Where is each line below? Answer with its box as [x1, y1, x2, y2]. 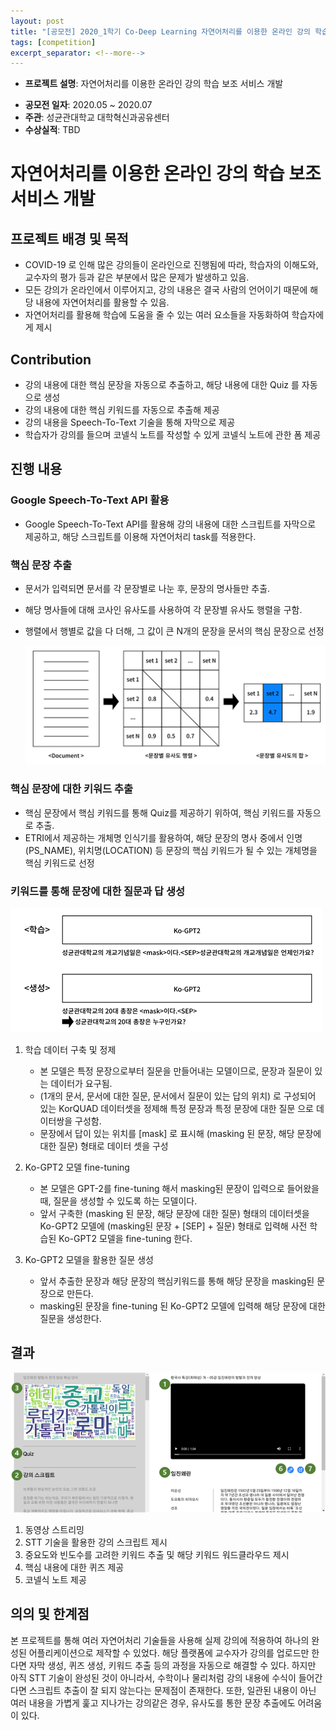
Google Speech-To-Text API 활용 [10, 493, 170, 507]
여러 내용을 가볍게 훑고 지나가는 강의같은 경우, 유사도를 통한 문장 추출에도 [10, 1696, 296, 1709]
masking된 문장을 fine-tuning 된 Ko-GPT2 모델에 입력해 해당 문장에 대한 [39, 1300, 326, 1312]
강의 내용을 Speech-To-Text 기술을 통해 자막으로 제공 [24, 416, 236, 429]
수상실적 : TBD [24, 124, 81, 136]
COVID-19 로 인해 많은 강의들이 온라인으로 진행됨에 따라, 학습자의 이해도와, [24, 259, 319, 271]
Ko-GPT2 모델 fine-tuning [24, 1161, 130, 1173]
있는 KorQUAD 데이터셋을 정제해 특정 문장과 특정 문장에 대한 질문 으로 [39, 1102, 314, 1114]
